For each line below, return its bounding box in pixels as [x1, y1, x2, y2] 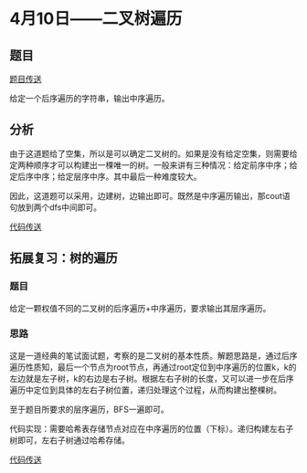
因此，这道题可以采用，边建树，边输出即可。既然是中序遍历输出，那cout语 [9, 190, 291, 201]
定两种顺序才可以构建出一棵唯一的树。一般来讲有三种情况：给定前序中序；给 [9, 159, 298, 170]
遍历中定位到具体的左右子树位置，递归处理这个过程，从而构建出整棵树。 [9, 384, 281, 395]
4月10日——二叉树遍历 [9, 8, 183, 29]
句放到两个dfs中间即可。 [9, 202, 102, 213]
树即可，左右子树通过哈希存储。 [9, 435, 130, 446]
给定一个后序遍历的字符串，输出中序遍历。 [9, 93, 170, 103]
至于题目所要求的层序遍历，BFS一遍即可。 [9, 404, 169, 415]
